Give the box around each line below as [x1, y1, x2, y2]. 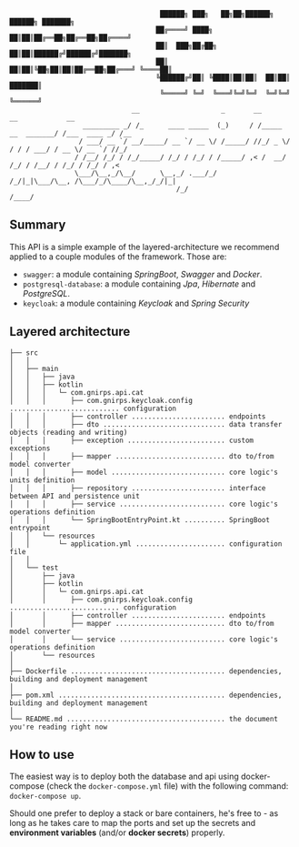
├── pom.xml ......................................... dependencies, [9, 691, 283, 700]
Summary [9, 217, 66, 233]
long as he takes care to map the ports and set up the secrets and [9, 818, 256, 829]
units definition [9, 475, 75, 485]
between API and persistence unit [9, 491, 141, 500]
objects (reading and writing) [9, 428, 128, 437]
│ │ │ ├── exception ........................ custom [9, 436, 254, 445]
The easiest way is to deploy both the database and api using [9, 771, 239, 782]
